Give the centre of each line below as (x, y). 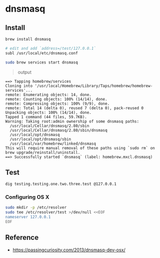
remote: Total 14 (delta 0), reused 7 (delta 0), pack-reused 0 (74, 108)
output (25, 72)
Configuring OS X (27, 197)
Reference (22, 237)
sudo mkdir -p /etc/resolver (36, 208)
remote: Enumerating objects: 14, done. (49, 94)
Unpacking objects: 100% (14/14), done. (49, 112)
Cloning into (19, 86)
